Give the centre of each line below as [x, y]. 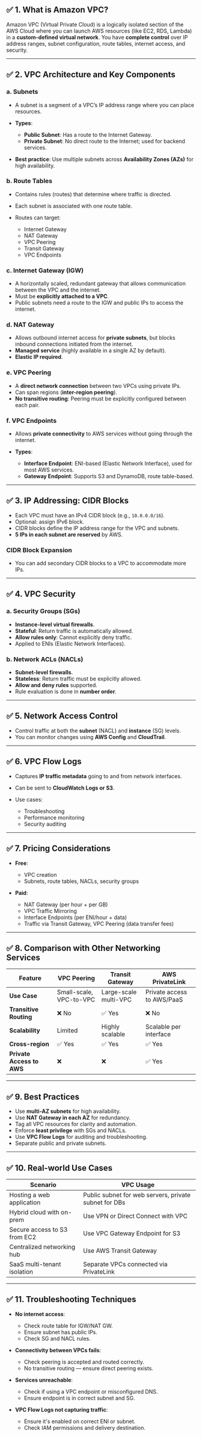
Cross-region [29, 1044]
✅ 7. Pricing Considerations [59, 849]
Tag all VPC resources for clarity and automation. [76, 1124]
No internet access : [40, 1314]
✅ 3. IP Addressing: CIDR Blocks [68, 501]
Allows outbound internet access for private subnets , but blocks [95, 338]
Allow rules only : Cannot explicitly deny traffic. [73, 637]
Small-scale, [75, 992]
